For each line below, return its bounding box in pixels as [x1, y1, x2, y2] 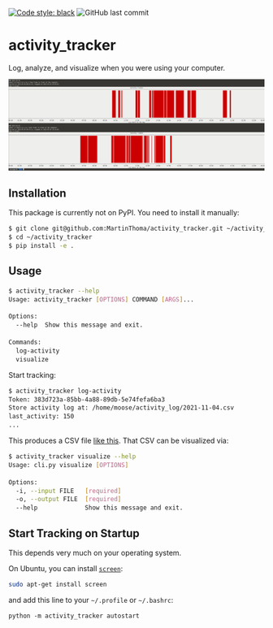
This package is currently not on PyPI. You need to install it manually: [8, 208, 240, 218]
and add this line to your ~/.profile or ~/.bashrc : [8, 595, 174, 604]
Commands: [8, 338, 42, 347]
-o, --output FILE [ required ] [15, 496, 122, 504]
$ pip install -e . [8, 242, 75, 250]
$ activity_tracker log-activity [8, 387, 122, 395]
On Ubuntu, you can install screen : [8, 564, 123, 574]
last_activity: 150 [8, 413, 75, 421]
